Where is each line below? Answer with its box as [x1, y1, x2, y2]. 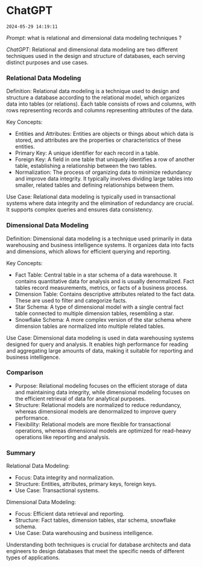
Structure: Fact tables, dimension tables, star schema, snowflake [14, 517, 176, 524]
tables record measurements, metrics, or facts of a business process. [14, 284, 188, 291]
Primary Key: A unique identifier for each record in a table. [14, 149, 160, 157]
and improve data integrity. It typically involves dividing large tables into [14, 175, 194, 182]
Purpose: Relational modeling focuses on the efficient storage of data [14, 382, 188, 389]
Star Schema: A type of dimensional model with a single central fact [14, 303, 184, 310]
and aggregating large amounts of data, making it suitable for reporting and [6, 347, 194, 354]
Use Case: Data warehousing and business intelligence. [14, 530, 154, 537]
